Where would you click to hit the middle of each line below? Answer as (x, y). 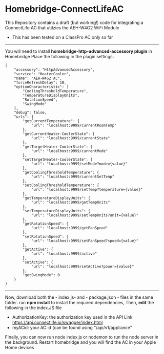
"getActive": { (38, 249)
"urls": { (24, 117)
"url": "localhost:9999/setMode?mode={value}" (79, 164)
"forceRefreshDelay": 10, (40, 82)
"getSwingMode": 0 (41, 275)
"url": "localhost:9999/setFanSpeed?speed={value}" (85, 241)
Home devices (20, 347)
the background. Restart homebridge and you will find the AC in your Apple (81, 342)
